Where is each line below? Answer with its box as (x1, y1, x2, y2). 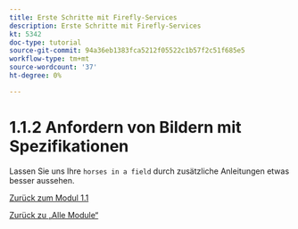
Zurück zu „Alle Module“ (9, 209, 99, 220)
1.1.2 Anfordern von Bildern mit (9, 117, 242, 137)
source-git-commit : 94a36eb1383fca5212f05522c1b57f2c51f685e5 (9, 46, 245, 55)
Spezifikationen (9, 135, 129, 156)
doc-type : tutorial (9, 37, 82, 47)
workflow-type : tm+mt (9, 54, 90, 63)
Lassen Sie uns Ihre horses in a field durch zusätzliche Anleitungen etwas (9, 166, 290, 176)
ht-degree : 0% (9, 71, 62, 80)
